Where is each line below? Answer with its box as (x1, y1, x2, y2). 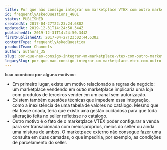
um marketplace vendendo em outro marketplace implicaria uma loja (12, 86, 153, 92)
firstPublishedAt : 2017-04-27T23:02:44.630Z (5, 35, 99, 40)
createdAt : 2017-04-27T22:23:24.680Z (5, 21, 83, 26)
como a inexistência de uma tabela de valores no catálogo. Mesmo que (12, 102, 159, 108)
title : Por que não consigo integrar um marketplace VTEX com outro (5, 7, 150, 12)
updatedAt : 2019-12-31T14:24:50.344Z (5, 26, 83, 31)
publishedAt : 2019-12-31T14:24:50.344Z (5, 30, 88, 35)
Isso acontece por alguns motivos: (5, 72, 76, 77)
